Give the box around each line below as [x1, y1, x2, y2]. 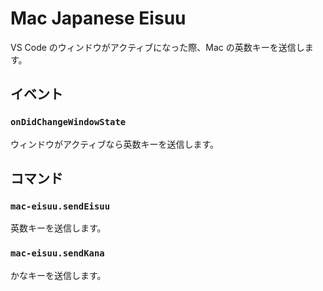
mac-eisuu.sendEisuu [10, 200, 111, 212]
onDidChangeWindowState [10, 117, 127, 128]
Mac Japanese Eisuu [10, 7, 187, 30]
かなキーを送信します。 [10, 269, 107, 281]
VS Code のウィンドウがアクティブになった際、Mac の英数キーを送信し [10, 41, 305, 53]
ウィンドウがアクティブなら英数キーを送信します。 [10, 138, 220, 150]
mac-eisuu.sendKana [10, 248, 105, 259]
